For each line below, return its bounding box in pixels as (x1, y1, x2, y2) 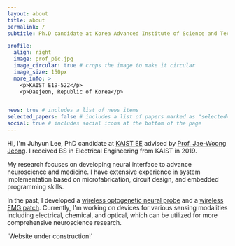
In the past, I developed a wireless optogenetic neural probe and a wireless (7, 196, 224, 204)
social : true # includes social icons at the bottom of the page (7, 120, 201, 127)
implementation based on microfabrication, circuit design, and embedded (7, 175, 219, 183)
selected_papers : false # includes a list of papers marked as (7, 114, 196, 121)
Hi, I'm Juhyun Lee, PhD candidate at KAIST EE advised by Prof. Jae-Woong (7, 139, 227, 147)
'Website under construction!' (7, 232, 93, 240)
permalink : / (7, 23, 45, 30)
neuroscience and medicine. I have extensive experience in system (7, 168, 201, 176)
